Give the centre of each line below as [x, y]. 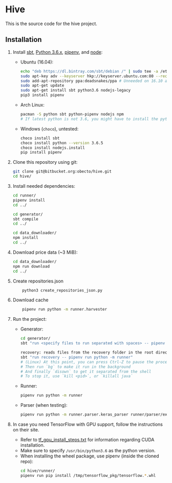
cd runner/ [24, 195]
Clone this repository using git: [45, 162]
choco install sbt [40, 138]
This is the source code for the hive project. [51, 24]
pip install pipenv [41, 152]
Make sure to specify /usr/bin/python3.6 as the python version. [88, 451]
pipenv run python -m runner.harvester [65, 310]
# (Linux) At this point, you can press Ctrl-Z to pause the [87, 362]
